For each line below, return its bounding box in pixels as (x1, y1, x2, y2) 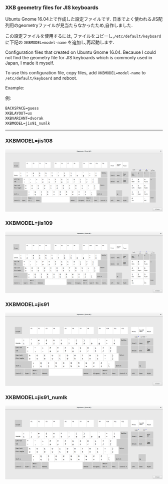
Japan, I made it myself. (5, 60, 54, 66)
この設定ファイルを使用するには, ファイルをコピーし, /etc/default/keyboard (5, 33, 161, 39)
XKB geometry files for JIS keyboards (5, 4, 98, 11)
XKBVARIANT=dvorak (5, 116, 43, 121)
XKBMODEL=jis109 (5, 220, 53, 227)
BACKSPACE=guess (5, 106, 39, 111)
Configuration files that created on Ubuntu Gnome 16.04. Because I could (5, 49, 156, 55)
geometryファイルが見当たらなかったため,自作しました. (18, 22, 133, 29)
